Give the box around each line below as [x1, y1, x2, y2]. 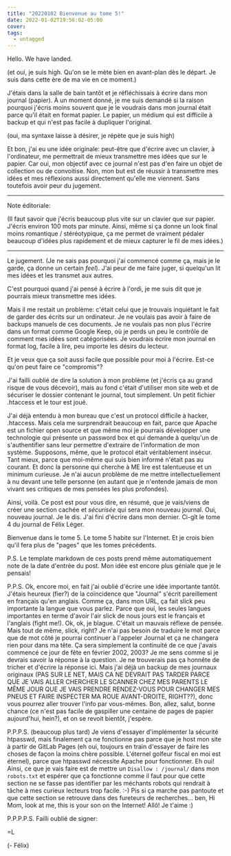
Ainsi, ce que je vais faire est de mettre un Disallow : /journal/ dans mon [7, 764, 219, 773]
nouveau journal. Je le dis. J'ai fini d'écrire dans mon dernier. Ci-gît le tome [7, 513, 221, 521]
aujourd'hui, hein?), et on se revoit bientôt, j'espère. [7, 714, 153, 723]
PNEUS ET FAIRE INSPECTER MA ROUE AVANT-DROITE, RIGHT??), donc [7, 692, 213, 701]
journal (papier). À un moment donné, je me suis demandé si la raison [7, 96, 204, 104]
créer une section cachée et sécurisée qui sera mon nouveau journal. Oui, [7, 505, 217, 514]
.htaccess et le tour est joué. [7, 398, 88, 407]
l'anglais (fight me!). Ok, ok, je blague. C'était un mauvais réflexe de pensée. [7, 619, 223, 628]
